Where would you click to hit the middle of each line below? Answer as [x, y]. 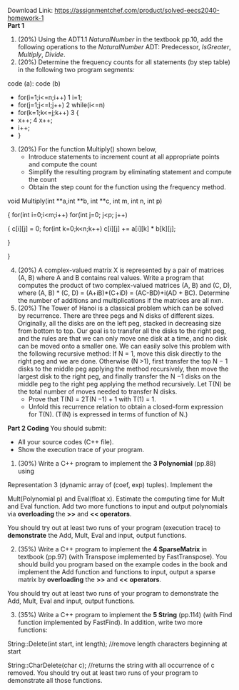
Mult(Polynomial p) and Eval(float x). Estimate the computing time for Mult [116, 499]
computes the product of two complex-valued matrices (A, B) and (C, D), [124, 285]
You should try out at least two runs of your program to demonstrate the [113, 593]
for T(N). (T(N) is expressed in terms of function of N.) [108, 414]
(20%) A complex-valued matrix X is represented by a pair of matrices [121, 270]
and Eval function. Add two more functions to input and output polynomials [118, 506]
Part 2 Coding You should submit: [57, 428]
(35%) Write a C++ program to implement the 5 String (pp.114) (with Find [125, 615]
